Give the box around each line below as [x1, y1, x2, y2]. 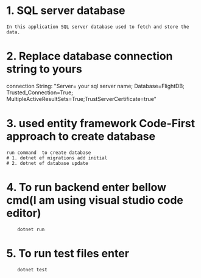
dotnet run [17, 226, 45, 232]
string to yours [6, 62, 82, 76]
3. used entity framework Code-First [6, 117, 196, 131]
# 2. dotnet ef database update [6, 160, 88, 166]
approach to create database [6, 130, 156, 144]
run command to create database [6, 150, 91, 156]
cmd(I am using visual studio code [6, 193, 184, 207]
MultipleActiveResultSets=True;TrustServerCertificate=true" [6, 95, 157, 102]
